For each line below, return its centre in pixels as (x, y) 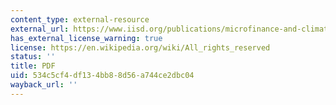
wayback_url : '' (44, 85)
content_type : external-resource (80, 19)
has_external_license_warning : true (86, 38)
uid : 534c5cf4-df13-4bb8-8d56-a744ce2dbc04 (102, 76)
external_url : (40, 29)
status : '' (33, 57)
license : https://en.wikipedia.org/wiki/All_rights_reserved (140, 47)
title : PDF (33, 66)
